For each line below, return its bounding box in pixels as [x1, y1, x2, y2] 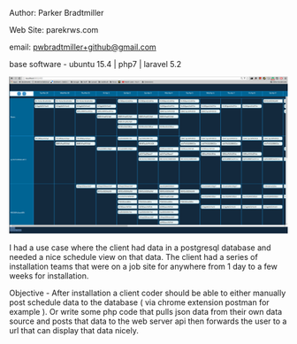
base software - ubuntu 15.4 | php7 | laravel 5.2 [9, 59, 182, 69]
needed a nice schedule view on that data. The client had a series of [9, 251, 258, 262]
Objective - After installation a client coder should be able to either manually [9, 287, 286, 298]
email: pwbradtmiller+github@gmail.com [9, 42, 156, 52]
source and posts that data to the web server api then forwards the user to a [9, 316, 287, 326]
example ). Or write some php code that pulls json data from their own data [9, 306, 283, 317]
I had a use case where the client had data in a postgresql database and [9, 242, 271, 253]
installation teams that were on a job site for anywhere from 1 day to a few [9, 261, 278, 271]
